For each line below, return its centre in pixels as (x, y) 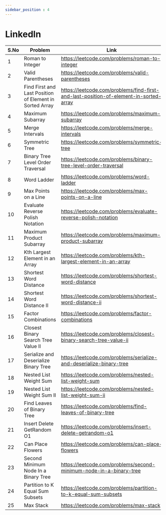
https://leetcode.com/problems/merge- (107, 128)
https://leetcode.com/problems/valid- (105, 72)
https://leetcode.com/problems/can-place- (112, 444)
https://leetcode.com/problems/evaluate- (109, 211)
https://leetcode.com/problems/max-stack (111, 505)
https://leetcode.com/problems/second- (108, 464)
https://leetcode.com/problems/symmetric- (112, 142)
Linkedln (23, 34)
